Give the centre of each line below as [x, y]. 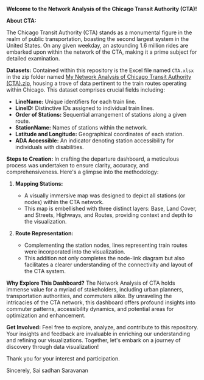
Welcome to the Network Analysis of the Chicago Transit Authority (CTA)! [102, 9]
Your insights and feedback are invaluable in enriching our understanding [98, 334]
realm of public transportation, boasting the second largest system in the [98, 39]
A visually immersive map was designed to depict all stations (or [105, 195]
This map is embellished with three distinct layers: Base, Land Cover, [110, 208]
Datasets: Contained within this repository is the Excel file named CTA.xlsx [100, 70]
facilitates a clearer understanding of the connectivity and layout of [108, 265]
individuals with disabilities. [49, 147]
